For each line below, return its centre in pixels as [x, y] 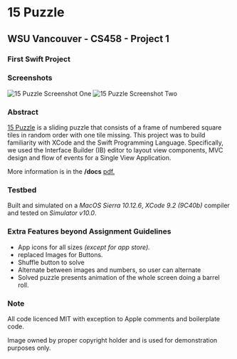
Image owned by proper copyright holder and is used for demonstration [112, 340]
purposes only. [29, 348]
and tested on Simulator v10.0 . [52, 213]
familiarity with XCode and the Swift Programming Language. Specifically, [116, 142]
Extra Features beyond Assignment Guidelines [89, 231]
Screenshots [30, 78]
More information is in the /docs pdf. [61, 172]
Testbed [22, 190]
